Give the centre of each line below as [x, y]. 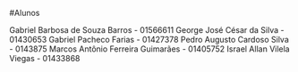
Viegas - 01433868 [45, 58]
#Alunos [25, 13]
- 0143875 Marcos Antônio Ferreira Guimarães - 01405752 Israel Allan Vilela [149, 49]
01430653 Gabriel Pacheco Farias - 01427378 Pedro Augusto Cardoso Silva [149, 40]
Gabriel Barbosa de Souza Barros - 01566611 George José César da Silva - [147, 30]
